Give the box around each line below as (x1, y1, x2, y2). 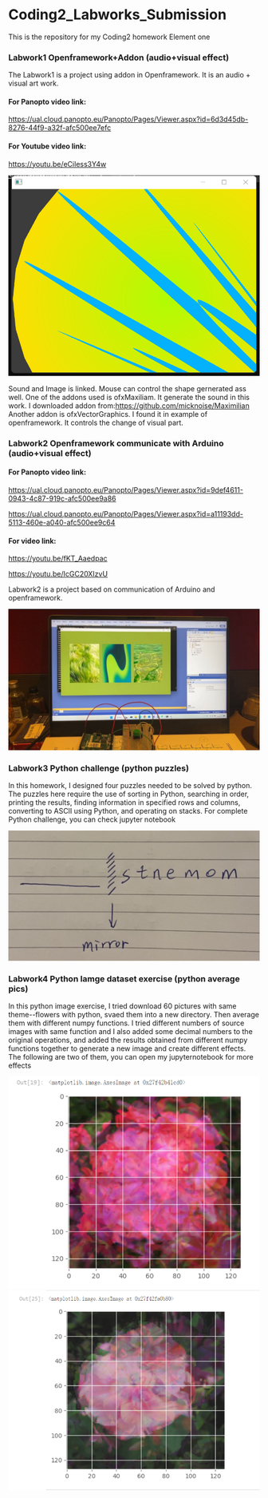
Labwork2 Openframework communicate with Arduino (8, 438, 224, 449)
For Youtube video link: (8, 141, 87, 151)
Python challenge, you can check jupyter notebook (8, 814, 176, 824)
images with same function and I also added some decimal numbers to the (8, 1027, 253, 1036)
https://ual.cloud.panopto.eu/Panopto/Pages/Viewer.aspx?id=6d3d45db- (8, 114, 249, 125)
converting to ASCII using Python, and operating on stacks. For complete (8, 806, 248, 815)
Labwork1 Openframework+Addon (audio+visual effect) (8, 52, 230, 63)
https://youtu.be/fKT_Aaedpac (8, 553, 108, 564)
